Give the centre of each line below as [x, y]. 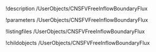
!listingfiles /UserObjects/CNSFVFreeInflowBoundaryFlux [75, 31]
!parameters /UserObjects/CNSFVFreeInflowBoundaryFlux [77, 20]
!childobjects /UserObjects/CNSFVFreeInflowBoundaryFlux [78, 43]
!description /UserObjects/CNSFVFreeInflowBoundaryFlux [77, 9]
